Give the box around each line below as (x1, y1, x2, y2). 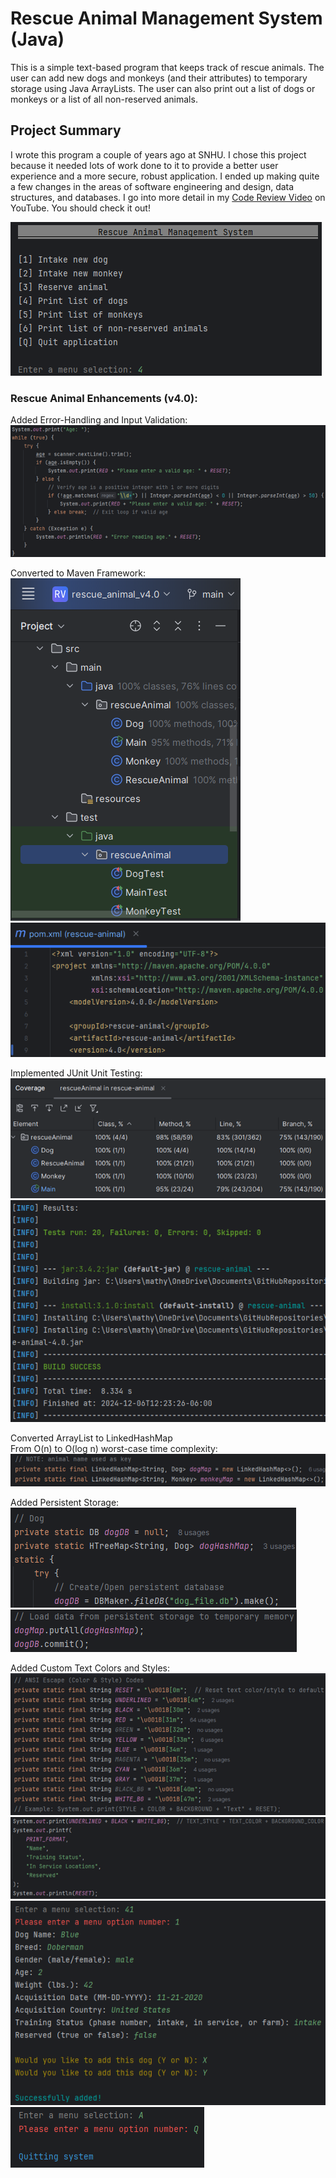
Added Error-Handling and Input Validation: (10, 414, 188, 426)
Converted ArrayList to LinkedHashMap (10, 1432, 173, 1444)
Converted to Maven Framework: (10, 567, 147, 579)
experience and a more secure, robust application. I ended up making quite (10, 170, 320, 182)
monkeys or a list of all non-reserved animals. (10, 93, 198, 105)
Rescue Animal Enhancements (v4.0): (10, 391, 198, 405)
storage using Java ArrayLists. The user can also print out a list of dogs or (10, 82, 316, 94)
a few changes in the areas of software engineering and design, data (10, 180, 295, 192)
